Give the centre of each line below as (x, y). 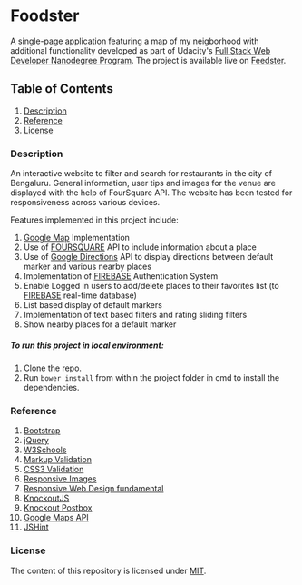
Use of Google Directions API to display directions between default (148, 257)
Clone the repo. (53, 368)
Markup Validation (57, 460)
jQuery (36, 441)
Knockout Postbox (58, 508)
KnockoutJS (46, 498)
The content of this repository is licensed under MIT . (108, 570)
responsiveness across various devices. (85, 203)
